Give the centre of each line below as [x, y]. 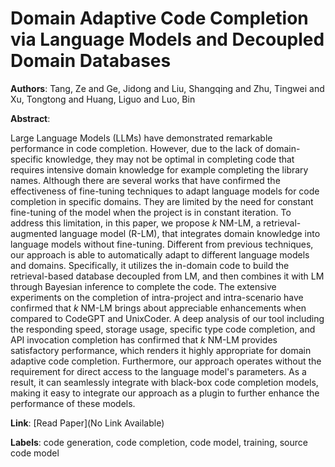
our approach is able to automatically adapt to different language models [160, 254]
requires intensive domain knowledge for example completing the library [159, 169]
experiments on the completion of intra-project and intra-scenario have [157, 297]
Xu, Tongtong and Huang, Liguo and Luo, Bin [103, 99]
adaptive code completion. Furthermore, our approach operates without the [166, 361]
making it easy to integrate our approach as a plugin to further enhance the [165, 393]
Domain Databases [91, 61]
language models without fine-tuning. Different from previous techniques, [162, 244]
